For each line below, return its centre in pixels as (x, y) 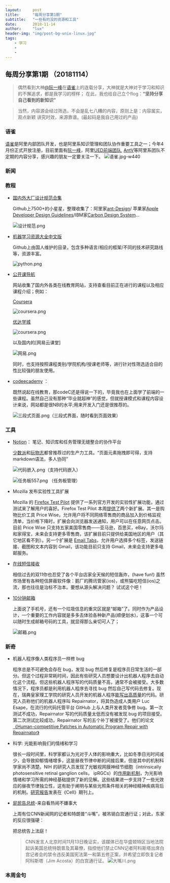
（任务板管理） (64, 481)
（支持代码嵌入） (63, 470)
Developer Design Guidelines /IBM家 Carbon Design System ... (76, 215)
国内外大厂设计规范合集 (37, 198)
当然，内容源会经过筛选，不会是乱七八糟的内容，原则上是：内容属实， (91, 111)
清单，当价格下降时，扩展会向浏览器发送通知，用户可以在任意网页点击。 (88, 521)
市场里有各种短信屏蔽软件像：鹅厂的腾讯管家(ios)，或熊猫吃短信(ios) (84, 581)
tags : (11, 39)
